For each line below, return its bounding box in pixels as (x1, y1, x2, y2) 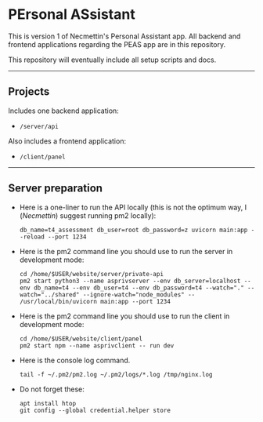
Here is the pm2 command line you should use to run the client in (19, 311, 230, 321)
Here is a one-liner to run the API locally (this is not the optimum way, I (19, 202, 247, 212)
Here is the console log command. (19, 355, 131, 365)
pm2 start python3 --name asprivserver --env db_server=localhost (19, 277, 241, 285)
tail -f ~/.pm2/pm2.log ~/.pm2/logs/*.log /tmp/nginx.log (19, 370, 213, 378)
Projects (8, 85, 50, 99)
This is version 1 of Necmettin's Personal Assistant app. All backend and (8, 31, 241, 41)
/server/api (19, 122, 59, 130)
